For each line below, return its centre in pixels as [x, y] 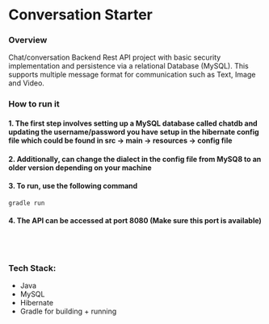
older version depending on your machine [80, 168]
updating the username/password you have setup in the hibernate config [134, 132]
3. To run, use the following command [73, 186]
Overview [28, 40]
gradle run [27, 203]
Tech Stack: [32, 268]
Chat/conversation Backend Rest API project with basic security [115, 57]
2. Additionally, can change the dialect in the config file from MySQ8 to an [135, 159]
